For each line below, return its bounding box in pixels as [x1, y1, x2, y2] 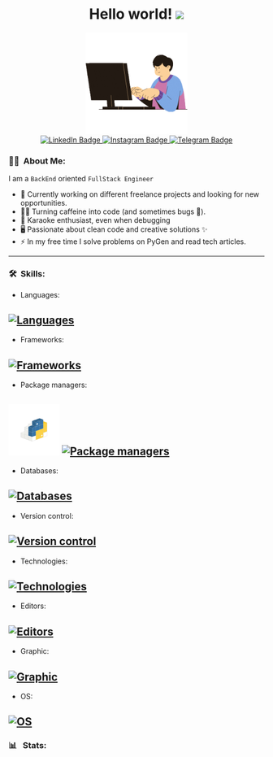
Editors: [19, 601, 46, 611]
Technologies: [19, 556, 68, 566]
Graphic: [19, 646, 50, 656]
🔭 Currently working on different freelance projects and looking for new [19, 189, 260, 199]
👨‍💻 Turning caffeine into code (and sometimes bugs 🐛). [19, 207, 206, 216]
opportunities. [19, 198, 67, 208]
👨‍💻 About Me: [8, 155, 67, 167]
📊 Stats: [8, 740, 47, 751]
